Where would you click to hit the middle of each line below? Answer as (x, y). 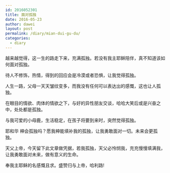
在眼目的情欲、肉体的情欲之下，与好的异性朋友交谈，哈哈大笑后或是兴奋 (81, 103)
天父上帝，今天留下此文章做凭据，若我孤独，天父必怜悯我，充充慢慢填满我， (85, 148)
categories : (18, 39)
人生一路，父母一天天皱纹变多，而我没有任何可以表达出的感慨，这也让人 (81, 86)
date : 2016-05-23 (24, 19)
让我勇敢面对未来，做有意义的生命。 (43, 154)
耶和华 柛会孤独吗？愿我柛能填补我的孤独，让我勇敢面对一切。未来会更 (79, 131)
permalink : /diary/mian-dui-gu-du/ (43, 33)
